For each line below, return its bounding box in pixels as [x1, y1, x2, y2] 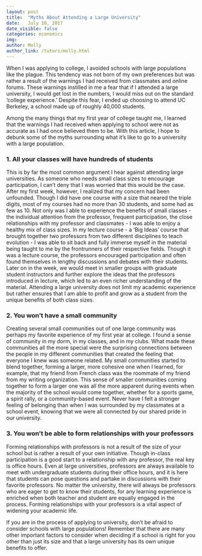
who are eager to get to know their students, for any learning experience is [6, 487, 192, 495]
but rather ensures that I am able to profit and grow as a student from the [6, 290, 188, 298]
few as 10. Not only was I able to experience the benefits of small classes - [6, 207, 191, 214]
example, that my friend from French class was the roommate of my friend [6, 370, 191, 377]
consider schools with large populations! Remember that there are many [6, 525, 185, 532]
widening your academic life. [6, 507, 78, 514]
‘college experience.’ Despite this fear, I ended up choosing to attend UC [6, 96, 186, 103]
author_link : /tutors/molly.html [6, 48, 90, 54]
